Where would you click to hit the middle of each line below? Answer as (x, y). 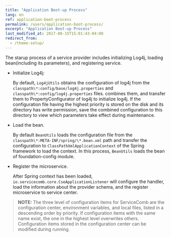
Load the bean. (28, 125)
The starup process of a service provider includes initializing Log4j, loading (84, 57)
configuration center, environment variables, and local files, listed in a (91, 208)
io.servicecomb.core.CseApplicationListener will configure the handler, (88, 182)
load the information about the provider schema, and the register (80, 187)
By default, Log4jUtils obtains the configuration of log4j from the (81, 82)
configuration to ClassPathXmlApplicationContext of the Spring (78, 145)
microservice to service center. (45, 192)
